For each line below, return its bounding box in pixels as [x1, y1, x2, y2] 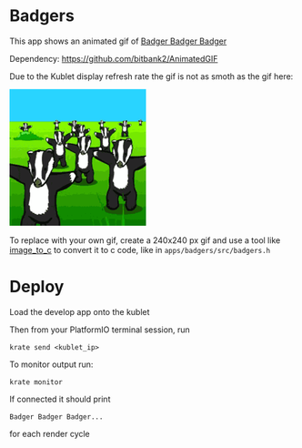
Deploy [9, 277, 65, 297]
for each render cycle [9, 428, 91, 439]
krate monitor [9, 377, 64, 387]
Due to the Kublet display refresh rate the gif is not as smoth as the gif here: [9, 70, 294, 82]
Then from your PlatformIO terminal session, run [9, 324, 191, 335]
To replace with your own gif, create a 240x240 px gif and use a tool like [9, 234, 281, 246]
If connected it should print [9, 393, 111, 404]
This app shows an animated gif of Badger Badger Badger [9, 36, 227, 46]
